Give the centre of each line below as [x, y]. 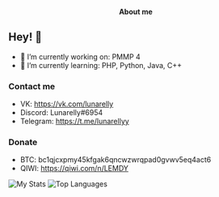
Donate [23, 143]
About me [136, 12]
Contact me [32, 86]
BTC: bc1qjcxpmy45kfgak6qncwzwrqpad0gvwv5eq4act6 [116, 160]
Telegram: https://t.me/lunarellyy [74, 122]
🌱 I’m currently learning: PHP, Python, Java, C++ [101, 65]
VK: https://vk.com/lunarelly [67, 104]
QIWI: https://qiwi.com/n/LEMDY [74, 169]
